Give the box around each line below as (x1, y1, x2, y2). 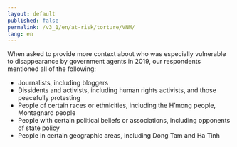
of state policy (17, 124, 60, 132)
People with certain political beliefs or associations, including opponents (17, 116, 231, 125)
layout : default (7, 10, 56, 18)
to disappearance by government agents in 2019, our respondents (7, 58, 201, 66)
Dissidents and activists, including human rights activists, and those (17, 86, 217, 94)
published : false (7, 17, 59, 24)
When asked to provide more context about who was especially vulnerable (7, 50, 226, 58)
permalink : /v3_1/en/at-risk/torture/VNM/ (7, 23, 135, 31)
